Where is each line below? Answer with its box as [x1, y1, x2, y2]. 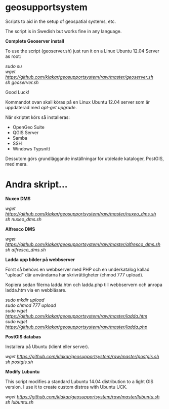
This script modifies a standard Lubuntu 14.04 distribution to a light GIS [5, 378, 153, 385]
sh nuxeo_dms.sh [5, 216, 42, 222]
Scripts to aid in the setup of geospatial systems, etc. [5, 18, 116, 24]
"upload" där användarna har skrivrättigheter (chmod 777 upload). [5, 271, 144, 278]
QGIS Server [12, 129, 39, 136]
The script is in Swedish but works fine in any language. [5, 28, 122, 34]
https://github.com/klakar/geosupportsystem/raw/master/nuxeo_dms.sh [5, 210, 156, 217]
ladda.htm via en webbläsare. [5, 287, 67, 293]
